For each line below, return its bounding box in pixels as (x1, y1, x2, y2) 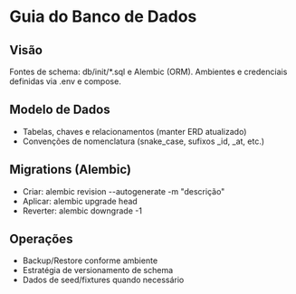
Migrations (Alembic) (9, 162, 131, 177)
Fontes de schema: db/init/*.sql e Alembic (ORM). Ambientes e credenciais (9, 66, 288, 77)
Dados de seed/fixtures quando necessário (22, 274, 185, 286)
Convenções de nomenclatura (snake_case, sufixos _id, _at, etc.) (22, 136, 265, 147)
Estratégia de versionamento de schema (22, 265, 174, 276)
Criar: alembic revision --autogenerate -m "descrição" (22, 185, 225, 196)
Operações (9, 232, 73, 247)
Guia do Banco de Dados (9, 6, 197, 27)
